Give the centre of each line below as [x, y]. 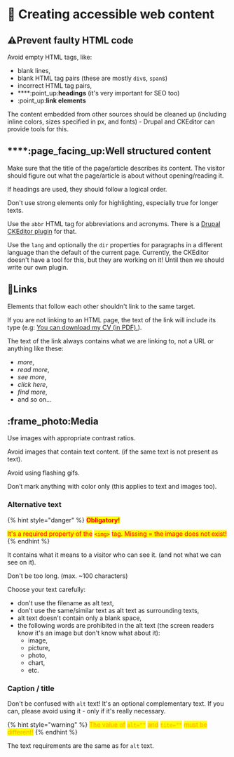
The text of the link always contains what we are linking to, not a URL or [111, 341]
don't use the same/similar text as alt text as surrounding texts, [108, 610]
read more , [33, 369]
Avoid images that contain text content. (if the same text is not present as [113, 452]
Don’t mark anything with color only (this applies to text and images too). [112, 487]
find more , [32, 392]
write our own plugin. [38, 267]
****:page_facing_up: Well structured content [109, 151]
